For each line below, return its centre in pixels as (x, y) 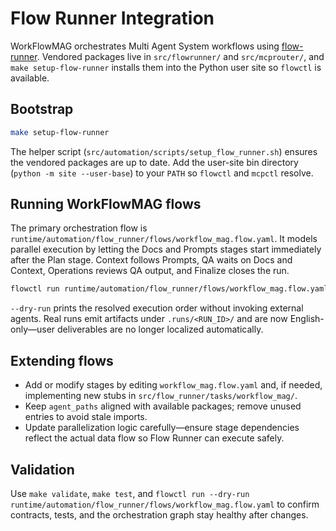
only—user (33, 329)
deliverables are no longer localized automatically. (160, 329)
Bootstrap (42, 109)
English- (307, 319)
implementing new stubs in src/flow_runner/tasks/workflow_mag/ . (161, 396)
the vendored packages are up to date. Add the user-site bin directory (154, 162)
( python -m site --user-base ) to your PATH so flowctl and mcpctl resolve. (162, 173)
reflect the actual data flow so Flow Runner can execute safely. (154, 438)
